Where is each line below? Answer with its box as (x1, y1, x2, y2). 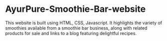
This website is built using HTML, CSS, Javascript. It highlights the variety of (5, 20, 163, 26)
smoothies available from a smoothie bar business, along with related (5, 25, 148, 31)
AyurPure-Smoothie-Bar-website (5, 3, 146, 15)
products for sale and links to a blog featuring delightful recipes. (5, 30, 137, 36)
